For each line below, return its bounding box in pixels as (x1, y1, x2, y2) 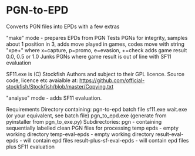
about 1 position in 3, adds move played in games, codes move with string (6, 40, 185, 48)
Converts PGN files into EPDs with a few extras (6, 23, 120, 30)
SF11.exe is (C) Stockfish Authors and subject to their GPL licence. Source (6, 70, 185, 77)
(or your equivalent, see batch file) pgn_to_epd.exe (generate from (6, 112, 167, 119)
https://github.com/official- (79, 77, 145, 84)
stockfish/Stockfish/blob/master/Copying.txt (6, 83, 114, 90)
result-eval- (155, 130, 184, 138)
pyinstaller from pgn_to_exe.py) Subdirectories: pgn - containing (6, 118, 162, 125)
